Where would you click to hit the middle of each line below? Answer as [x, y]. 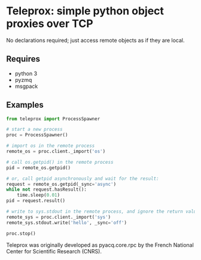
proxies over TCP [50, 24]
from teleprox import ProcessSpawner [53, 119]
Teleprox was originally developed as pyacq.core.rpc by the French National [100, 245]
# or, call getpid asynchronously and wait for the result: [83, 178]
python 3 [26, 74]
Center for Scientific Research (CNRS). [54, 251]
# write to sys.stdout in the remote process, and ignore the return [95, 212]
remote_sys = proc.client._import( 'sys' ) [59, 217]
